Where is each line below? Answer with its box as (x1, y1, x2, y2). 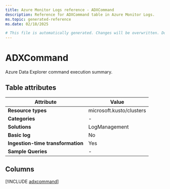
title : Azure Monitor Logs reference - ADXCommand (5, 7, 114, 13)
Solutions (8, 123, 31, 130)
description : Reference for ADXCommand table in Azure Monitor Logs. (5, 12, 155, 17)
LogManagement (88, 123, 129, 130)
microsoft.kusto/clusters (88, 107, 146, 114)
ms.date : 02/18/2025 (5, 21, 49, 27)
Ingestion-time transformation (8, 140, 83, 147)
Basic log (8, 132, 31, 139)
